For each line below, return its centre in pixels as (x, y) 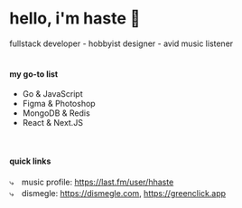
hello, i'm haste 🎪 (75, 19)
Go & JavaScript (52, 94)
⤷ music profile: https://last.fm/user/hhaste (92, 182)
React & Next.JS (53, 123)
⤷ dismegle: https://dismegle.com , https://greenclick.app (118, 194)
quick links (30, 161)
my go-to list (34, 74)
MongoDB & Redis (56, 113)
